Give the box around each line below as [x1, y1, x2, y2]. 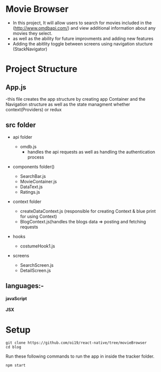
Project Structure [5, 63, 78, 75]
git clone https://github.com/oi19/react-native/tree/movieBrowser [5, 340, 147, 345]
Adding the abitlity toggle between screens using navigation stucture [12, 41, 153, 46]
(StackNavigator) [12, 46, 48, 52]
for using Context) [20, 213, 57, 219]
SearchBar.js [20, 173, 46, 179]
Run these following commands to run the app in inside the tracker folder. [5, 353, 155, 359]
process [27, 154, 44, 160]
